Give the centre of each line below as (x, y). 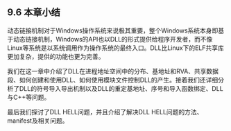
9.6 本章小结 (34, 12)
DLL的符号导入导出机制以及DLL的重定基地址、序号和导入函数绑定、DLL (121, 88)
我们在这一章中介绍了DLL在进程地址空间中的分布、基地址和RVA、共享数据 (113, 71)
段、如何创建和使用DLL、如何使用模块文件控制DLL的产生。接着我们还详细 (113, 80)
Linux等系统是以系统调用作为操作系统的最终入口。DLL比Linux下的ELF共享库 (115, 48)
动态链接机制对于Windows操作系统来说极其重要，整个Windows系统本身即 (113, 30)
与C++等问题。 (29, 97)
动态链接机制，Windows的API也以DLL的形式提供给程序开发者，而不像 (113, 39)
